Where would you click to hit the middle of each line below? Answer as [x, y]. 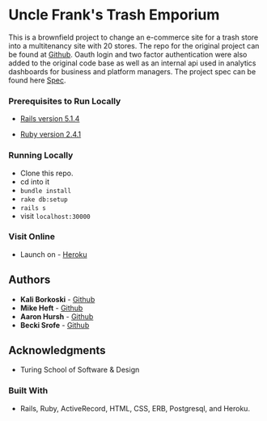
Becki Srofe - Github [55, 325]
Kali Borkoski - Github [57, 299]
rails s [33, 208]
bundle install [46, 191]
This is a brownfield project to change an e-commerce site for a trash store [133, 37]
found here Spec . [37, 80]
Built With [28, 391]
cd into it [35, 181]
